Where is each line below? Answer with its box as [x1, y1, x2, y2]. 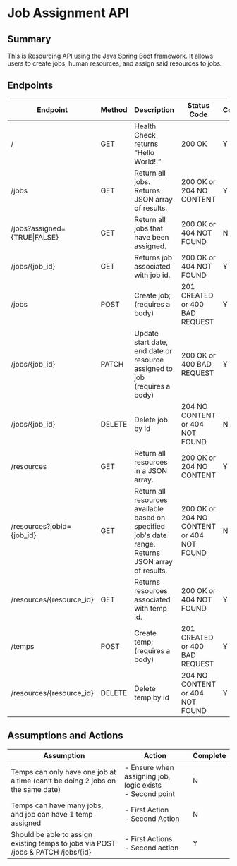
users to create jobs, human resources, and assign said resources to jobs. [7, 59, 222, 68]
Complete [193, 750, 226, 760]
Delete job [133, 415, 168, 425]
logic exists [124, 780, 162, 790]
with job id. [133, 270, 171, 280]
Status [187, 100, 210, 110]
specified [133, 521, 166, 531]
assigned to [133, 363, 173, 373]
